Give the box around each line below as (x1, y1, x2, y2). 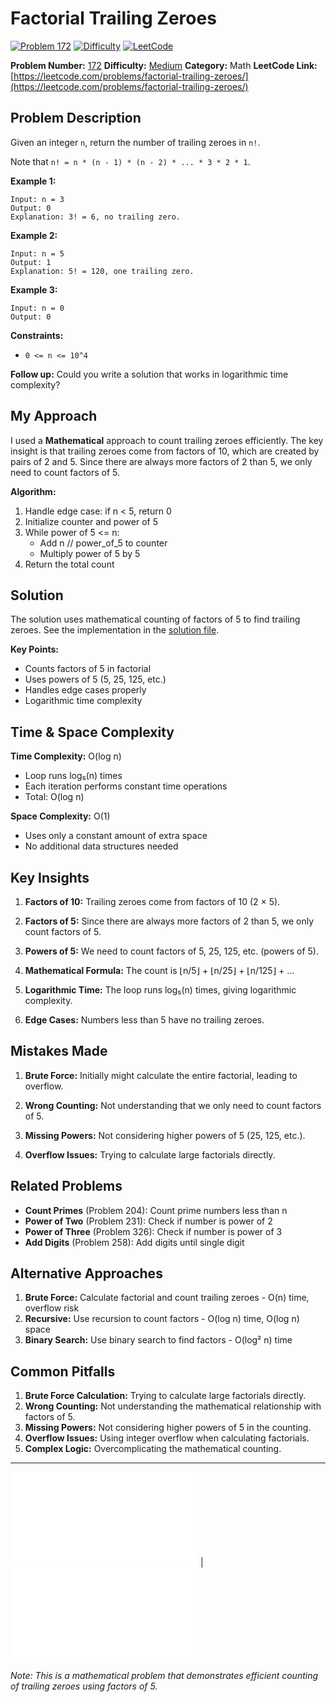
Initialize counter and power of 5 (24, 515, 158, 527)
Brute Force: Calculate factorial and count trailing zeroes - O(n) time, (24, 1292, 310, 1304)
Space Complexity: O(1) (10, 810, 111, 822)
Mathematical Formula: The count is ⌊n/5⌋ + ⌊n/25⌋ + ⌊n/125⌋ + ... (24, 965, 295, 976)
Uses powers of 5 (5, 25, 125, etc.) (24, 673, 167, 686)
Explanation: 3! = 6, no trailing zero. (10, 212, 182, 222)
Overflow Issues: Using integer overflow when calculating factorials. (24, 1432, 310, 1444)
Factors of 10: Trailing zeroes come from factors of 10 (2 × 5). (24, 896, 281, 907)
